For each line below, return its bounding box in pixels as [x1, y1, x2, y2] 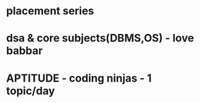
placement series [6, 4, 94, 18]
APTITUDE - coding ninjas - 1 [6, 71, 152, 85]
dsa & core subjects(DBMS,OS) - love [6, 32, 194, 45]
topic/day [6, 84, 56, 98]
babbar [6, 44, 43, 58]
